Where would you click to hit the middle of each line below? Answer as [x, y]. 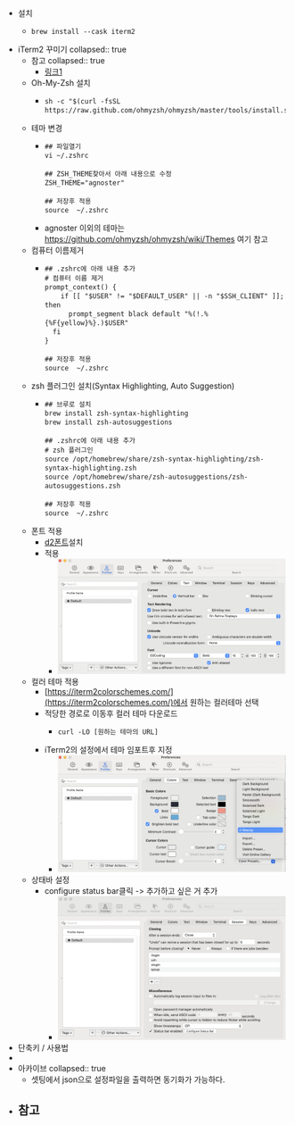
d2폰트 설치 [64, 542]
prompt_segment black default [124, 314]
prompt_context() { [81, 287]
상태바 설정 [50, 879]
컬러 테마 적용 [55, 682]
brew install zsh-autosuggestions [108, 422]
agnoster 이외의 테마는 [84, 228]
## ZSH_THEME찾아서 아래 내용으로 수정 [108, 174]
